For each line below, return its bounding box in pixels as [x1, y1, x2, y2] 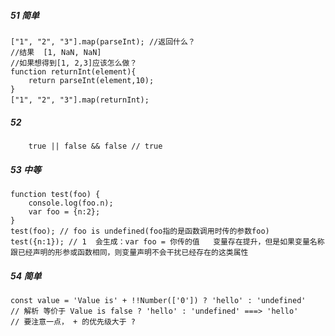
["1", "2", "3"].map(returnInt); [10, 95, 150, 105]
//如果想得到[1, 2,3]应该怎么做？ [10, 58, 138, 68]
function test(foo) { [10, 189, 101, 199]
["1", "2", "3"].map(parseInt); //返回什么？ [10, 36, 196, 47]
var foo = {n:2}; [28, 206, 101, 217]
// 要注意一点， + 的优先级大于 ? [10, 316, 136, 327]
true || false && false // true [28, 141, 163, 151]
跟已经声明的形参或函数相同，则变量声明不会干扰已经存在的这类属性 [10, 247, 249, 257]
